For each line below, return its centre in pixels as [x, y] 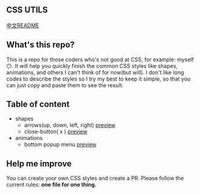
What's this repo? [41, 45]
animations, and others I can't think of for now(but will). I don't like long [95, 72]
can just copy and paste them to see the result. [65, 85]
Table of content [38, 105]
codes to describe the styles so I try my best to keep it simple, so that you [98, 79]
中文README [23, 25]
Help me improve [39, 163]
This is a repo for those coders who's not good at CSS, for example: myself [100, 59]
